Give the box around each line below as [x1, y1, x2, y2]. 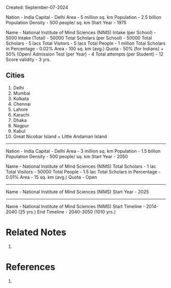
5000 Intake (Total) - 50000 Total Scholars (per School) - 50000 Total [6, 35, 152, 41]
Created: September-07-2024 [6, 5, 69, 10]
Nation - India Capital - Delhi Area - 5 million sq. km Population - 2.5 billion [6, 14, 162, 20]
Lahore [13, 106, 28, 112]
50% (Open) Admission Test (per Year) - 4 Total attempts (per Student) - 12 [6, 51, 164, 57]
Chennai [13, 101, 31, 107]
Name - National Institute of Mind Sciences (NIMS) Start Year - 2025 [6, 188, 149, 195]
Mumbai [13, 90, 30, 96]
